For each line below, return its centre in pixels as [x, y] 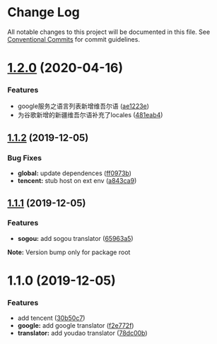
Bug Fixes [25, 158]
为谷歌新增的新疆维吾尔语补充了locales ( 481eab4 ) [90, 115]
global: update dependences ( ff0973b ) [75, 173]
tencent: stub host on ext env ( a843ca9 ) [77, 181]
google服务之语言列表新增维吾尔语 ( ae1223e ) [83, 106]
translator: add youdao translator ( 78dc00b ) [82, 333]
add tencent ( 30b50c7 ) [51, 318]
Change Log [43, 12]
